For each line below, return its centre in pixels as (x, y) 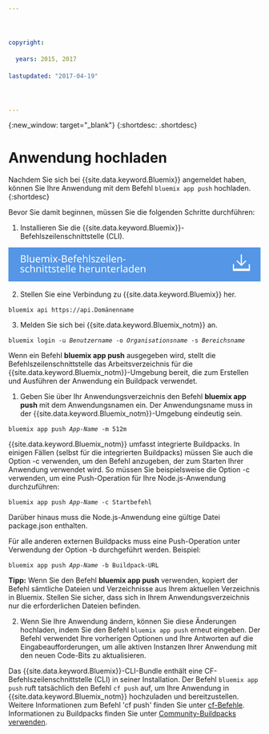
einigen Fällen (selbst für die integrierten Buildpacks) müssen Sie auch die (131, 453)
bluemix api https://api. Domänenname (71, 310)
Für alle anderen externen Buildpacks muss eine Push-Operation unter (124, 542)
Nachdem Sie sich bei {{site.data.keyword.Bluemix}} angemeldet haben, (127, 179)
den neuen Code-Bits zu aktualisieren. (83, 655)
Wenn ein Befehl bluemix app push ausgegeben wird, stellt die (112, 356)
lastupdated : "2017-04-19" (53, 76)
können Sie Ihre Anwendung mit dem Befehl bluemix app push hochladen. (130, 188)
